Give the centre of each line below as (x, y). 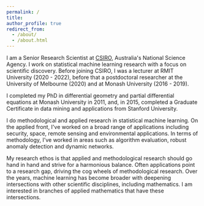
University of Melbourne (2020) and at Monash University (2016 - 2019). (98, 84)
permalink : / (23, 12)
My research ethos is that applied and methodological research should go (100, 158)
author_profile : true (34, 23)
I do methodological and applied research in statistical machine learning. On (102, 120)
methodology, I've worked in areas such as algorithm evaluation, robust (96, 140)
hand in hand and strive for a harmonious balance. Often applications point (101, 165)
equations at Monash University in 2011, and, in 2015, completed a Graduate (102, 102)
